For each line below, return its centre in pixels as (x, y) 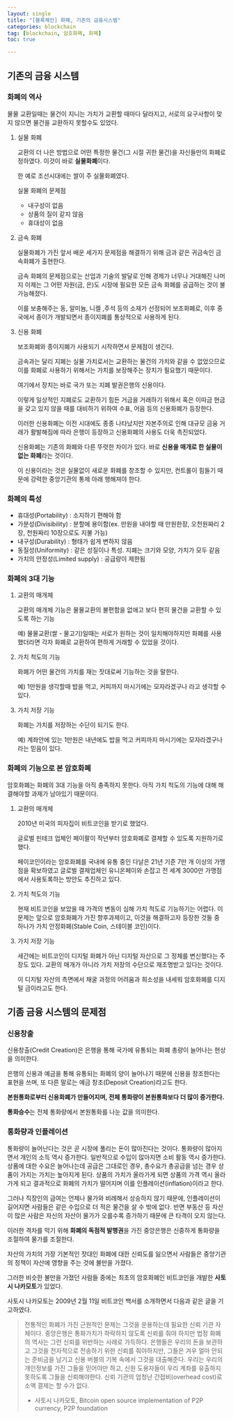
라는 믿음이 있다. (40, 749)
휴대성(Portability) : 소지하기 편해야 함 (69, 515)
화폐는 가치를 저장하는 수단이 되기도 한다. (73, 725)
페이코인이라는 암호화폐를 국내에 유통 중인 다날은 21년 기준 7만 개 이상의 (115, 861)
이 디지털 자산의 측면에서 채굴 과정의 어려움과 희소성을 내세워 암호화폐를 (115, 979)
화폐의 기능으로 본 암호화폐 (49, 768)
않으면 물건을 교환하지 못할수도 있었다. (66, 122)
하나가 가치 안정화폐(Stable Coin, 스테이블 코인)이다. (89, 926)
